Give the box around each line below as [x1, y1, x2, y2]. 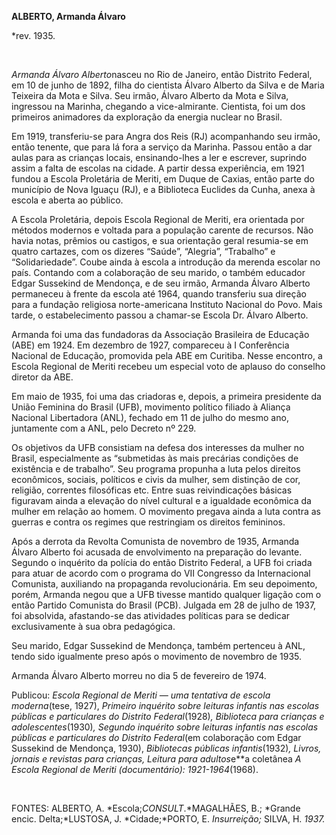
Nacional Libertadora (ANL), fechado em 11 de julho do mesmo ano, [11, 412, 289, 423]
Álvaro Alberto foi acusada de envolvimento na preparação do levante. [11, 546, 303, 558]
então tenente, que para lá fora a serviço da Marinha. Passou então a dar [11, 141, 313, 153]
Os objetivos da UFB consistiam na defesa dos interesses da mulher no [11, 442, 305, 453]
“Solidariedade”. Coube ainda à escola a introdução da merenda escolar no [11, 256, 321, 268]
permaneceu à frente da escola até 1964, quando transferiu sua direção [11, 288, 307, 300]
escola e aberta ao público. [11, 194, 124, 206]
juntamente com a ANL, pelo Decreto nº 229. [11, 422, 197, 434]
